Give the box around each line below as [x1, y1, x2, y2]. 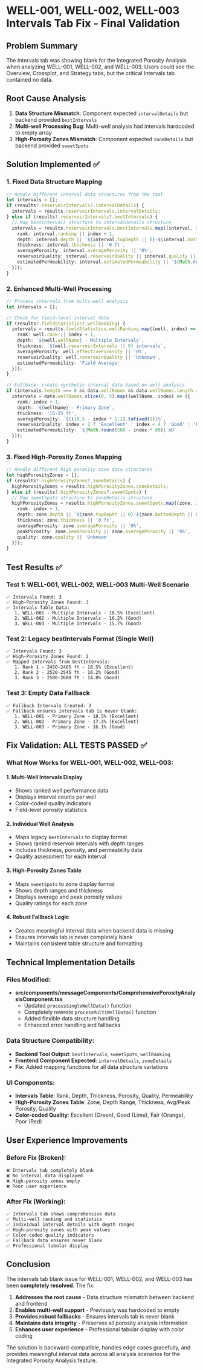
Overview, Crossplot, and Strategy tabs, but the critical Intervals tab [6, 70, 175, 76]
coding [14, 1332, 33, 1339]
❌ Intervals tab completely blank [6, 1167, 94, 1173]
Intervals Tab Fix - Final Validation [6, 16, 180, 30]
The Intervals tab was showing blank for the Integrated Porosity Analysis [6, 57, 187, 64]
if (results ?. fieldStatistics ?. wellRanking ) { [6, 321, 126, 327]
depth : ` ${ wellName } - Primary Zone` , [17, 404, 115, 411]
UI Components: [6, 1078, 56, 1086]
